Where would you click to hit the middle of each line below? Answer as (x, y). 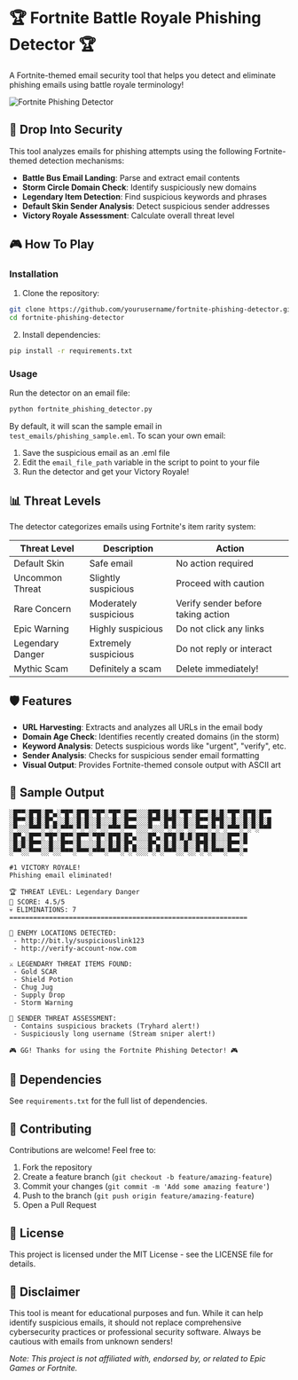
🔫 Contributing (51, 1129)
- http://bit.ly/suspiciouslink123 (78, 941)
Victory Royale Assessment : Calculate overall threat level (128, 216)
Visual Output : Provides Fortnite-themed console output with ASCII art (151, 764)
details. (23, 1264)
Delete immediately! (217, 669)
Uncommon (38, 578)
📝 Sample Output (57, 792)
